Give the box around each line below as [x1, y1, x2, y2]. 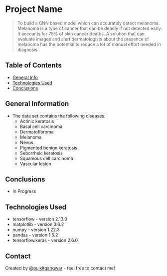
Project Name [5, 3, 63, 15]
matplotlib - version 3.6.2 [12, 221, 64, 227]
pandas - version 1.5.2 [12, 232, 58, 238]
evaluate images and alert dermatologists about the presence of [17, 36, 150, 42]
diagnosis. [17, 46, 39, 52]
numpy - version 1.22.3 [12, 226, 60, 233]
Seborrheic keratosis [19, 150, 63, 156]
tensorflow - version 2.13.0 [12, 216, 67, 222]
